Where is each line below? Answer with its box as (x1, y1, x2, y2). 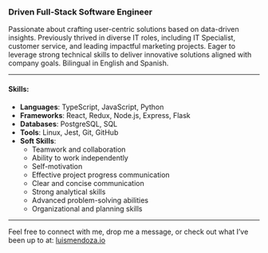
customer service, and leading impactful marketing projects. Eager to (8, 42, 236, 51)
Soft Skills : (19, 136, 57, 145)
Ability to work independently (31, 152, 129, 162)
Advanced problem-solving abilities (31, 195, 149, 205)
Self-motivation (31, 161, 83, 171)
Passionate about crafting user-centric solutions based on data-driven (8, 25, 239, 34)
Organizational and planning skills (31, 204, 143, 213)
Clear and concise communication (31, 178, 145, 188)
